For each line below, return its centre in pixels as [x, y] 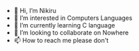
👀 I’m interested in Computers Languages [73, 18]
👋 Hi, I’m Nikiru [35, 11]
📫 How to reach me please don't [61, 40]
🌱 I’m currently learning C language [64, 25]
